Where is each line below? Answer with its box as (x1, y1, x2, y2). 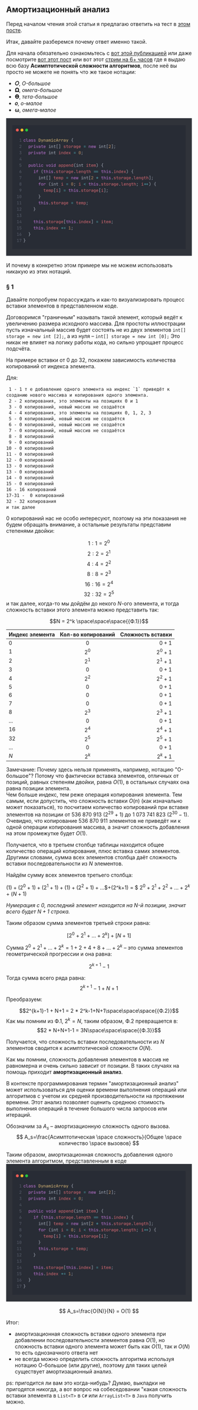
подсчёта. (6, 345, 31, 352)
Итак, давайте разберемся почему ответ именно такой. (6, 38, 147, 45)
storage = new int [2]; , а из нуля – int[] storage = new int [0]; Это (6, 333, 180, 340)
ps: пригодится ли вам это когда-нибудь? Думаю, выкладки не (6, 1379, 166, 1386)
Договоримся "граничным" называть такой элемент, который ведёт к (6, 314, 183, 321)
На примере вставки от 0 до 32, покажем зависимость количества (6, 356, 176, 364)
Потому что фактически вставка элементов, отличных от (35, 773, 179, 780)
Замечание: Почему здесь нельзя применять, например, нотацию (6, 766, 174, 773)
